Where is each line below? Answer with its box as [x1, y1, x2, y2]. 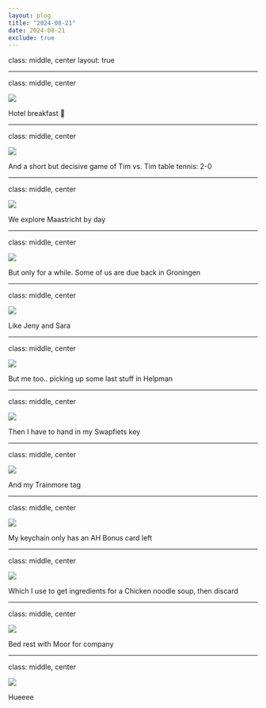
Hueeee [8, 692, 34, 702]
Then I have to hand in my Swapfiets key [8, 427, 141, 437]
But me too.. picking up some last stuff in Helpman [8, 374, 173, 383]
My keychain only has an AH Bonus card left [8, 533, 153, 543]
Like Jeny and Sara [8, 321, 71, 330]
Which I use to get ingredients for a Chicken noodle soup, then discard [8, 587, 239, 596]
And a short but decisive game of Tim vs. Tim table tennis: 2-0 [8, 162, 212, 171]
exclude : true [8, 33, 55, 42]
